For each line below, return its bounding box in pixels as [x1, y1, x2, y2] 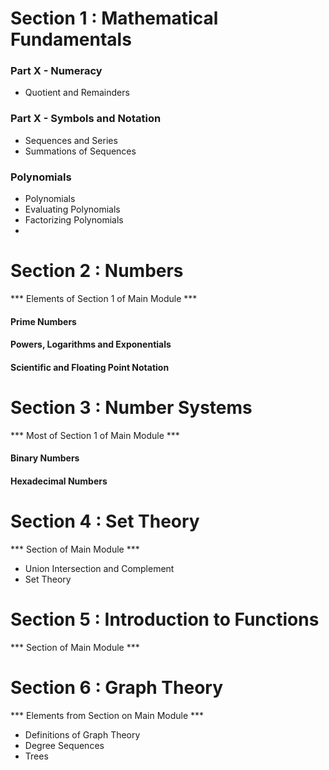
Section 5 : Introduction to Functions [10, 608, 320, 631]
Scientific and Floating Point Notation [10, 361, 170, 373]
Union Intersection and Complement [24, 562, 175, 574]
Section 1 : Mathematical [10, 7, 219, 30]
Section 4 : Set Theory [10, 510, 200, 533]
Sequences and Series [24, 134, 118, 146]
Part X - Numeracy [10, 64, 103, 78]
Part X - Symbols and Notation [10, 112, 162, 126]
